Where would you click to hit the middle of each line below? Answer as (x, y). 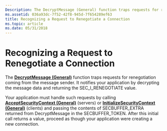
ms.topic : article (24, 24)
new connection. (22, 124)
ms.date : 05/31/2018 (27, 28)
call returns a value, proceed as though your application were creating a (79, 119)
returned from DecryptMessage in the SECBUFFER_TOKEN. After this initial (82, 114)
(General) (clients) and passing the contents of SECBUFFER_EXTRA (75, 108)
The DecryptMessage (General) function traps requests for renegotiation (81, 77)
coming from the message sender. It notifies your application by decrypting (82, 83)
